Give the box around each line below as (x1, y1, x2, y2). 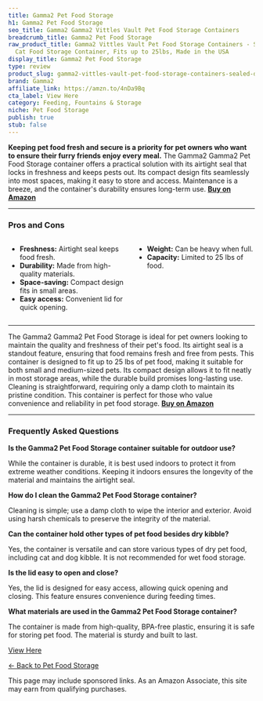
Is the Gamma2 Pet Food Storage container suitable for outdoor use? (8, 444, 236, 453)
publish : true (8, 114, 55, 122)
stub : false (8, 121, 47, 129)
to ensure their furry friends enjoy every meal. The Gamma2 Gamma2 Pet (8, 151, 250, 160)
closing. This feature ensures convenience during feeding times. (8, 592, 216, 601)
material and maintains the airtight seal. (8, 476, 135, 485)
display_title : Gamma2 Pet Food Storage (8, 56, 142, 64)
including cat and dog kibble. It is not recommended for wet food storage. (8, 553, 247, 562)
